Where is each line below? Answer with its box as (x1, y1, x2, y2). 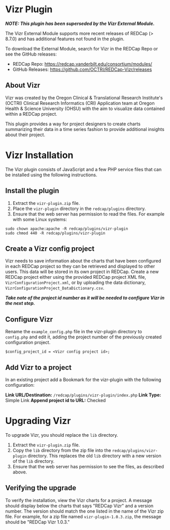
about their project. (5, 131, 46, 138)
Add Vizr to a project (5, 363, 72, 372)
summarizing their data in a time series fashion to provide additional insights (5, 126, 165, 132)
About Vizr (5, 81, 41, 90)
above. (12, 469, 27, 475)
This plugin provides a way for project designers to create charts (5, 121, 141, 127)
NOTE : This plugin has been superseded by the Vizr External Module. (5, 20, 155, 26)
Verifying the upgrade (5, 484, 77, 492)
